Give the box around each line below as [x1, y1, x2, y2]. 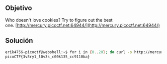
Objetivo [5, 4, 32, 12]
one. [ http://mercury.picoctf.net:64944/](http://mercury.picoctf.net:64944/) [5, 22, 160, 28]
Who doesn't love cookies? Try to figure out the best [5, 17, 113, 23]
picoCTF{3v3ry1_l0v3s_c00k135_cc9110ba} [5, 54, 90, 59]
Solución [5, 36, 33, 45]
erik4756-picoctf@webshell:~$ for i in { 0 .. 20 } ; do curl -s [5, 49, 133, 55]
